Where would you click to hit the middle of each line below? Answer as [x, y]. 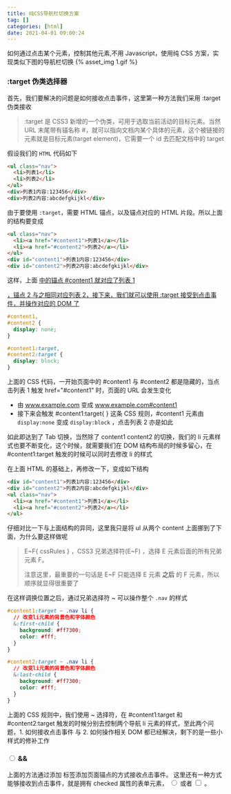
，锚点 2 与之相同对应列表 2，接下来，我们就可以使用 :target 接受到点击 [109, 295]
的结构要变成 [25, 221]
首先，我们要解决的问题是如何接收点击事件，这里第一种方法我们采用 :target [114, 98]
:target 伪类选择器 [37, 81]
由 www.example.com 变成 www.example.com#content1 [97, 405]
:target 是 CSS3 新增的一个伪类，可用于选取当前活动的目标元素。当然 [122, 121]
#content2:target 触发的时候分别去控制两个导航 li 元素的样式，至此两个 [108, 723]
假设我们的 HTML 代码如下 [42, 153]
